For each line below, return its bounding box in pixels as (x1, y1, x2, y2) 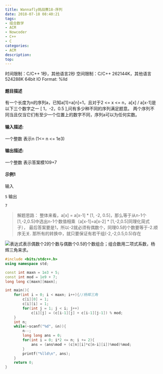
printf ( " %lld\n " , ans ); (22, 351, 71, 356)
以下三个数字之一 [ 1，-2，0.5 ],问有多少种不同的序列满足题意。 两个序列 (5, 106, 150, 112)
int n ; (14, 320, 27, 324)
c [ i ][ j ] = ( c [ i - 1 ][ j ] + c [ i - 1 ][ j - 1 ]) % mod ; (31, 310, 123, 315)
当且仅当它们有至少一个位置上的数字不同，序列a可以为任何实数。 (9, 112, 140, 118)
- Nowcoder (5, 30, 27, 35)
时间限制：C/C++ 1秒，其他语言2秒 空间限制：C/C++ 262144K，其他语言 (5, 71, 152, 77)
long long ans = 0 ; (22, 333, 62, 338)
